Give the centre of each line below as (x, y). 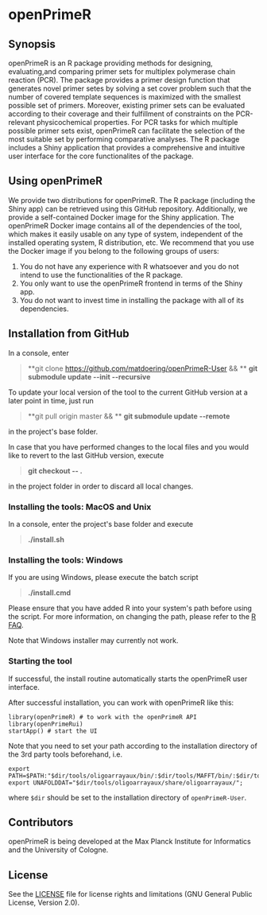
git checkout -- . (55, 470)
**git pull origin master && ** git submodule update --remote (129, 416)
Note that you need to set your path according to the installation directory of (133, 746)
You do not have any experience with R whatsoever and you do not (130, 266)
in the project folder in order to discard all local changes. (101, 486)
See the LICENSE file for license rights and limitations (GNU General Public (130, 894)
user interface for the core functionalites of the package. (101, 156)
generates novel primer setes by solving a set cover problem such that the (130, 88)
